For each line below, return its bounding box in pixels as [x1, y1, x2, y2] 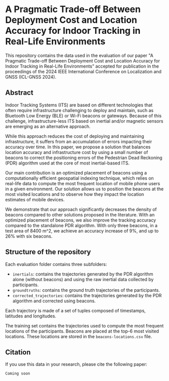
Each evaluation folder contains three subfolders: [5, 261, 107, 267]
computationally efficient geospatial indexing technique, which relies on [5, 175, 154, 181]
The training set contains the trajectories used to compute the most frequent [5, 322, 164, 329]
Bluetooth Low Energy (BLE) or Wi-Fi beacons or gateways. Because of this [5, 113, 162, 119]
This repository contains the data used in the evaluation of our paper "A [5, 52, 153, 59]
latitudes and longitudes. [5, 313, 56, 319]
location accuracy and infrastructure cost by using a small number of [5, 149, 148, 155]
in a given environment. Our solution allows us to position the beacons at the [5, 186, 164, 192]
